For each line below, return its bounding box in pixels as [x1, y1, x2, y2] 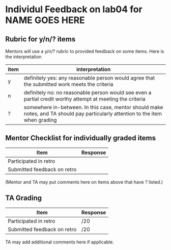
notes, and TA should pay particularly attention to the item [23, 110, 162, 117]
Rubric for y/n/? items [5, 35, 76, 43]
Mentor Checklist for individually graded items [5, 134, 156, 142]
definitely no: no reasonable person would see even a [23, 89, 152, 96]
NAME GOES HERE [5, 14, 85, 26]
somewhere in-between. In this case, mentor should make [23, 104, 163, 111]
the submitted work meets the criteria [23, 81, 113, 88]
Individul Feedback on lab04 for [5, 4, 142, 15]
